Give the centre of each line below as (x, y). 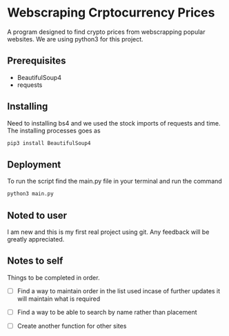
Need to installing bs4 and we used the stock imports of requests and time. (114, 123)
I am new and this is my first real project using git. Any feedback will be (108, 232)
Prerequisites (37, 61)
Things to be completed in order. (53, 277)
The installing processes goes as (54, 130)
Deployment (34, 165)
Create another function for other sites (72, 326)
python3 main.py (30, 194)
